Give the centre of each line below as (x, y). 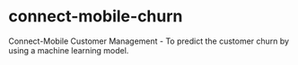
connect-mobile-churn (96, 16)
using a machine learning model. (69, 50)
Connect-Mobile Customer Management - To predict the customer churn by (149, 41)
